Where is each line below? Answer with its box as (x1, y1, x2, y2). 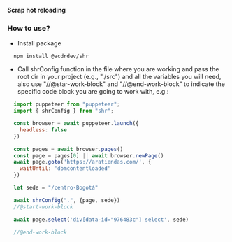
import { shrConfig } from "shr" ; (13, 108, 114, 115)
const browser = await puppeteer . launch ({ (13, 120, 139, 127)
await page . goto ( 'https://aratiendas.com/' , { (13, 159, 152, 166)
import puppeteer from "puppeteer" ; (13, 101, 120, 108)
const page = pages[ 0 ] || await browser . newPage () (13, 152, 164, 159)
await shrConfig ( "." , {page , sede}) (13, 197, 120, 204)
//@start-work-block (13, 203, 73, 211)
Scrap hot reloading (7, 6, 66, 14)
